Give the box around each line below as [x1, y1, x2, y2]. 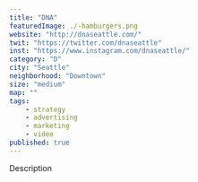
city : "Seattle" [9, 64, 70, 73]
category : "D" [9, 55, 63, 64]
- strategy [25, 105, 66, 114]
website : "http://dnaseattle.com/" [9, 30, 142, 39]
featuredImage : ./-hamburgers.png [9, 22, 139, 30]
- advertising [25, 113, 78, 122]
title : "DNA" [9, 13, 58, 22]
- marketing [25, 122, 70, 131]
